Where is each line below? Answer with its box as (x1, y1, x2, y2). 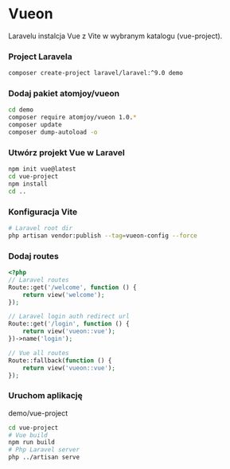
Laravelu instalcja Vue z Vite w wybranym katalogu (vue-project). (8, 31, 223, 41)
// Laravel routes (8, 276, 69, 283)
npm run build (8, 439, 56, 447)
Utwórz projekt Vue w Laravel (8, 147, 125, 158)
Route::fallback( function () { (8, 356, 112, 365)
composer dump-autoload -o (8, 128, 98, 136)
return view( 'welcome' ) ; (22, 291, 105, 299)
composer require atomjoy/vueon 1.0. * (8, 113, 137, 122)
